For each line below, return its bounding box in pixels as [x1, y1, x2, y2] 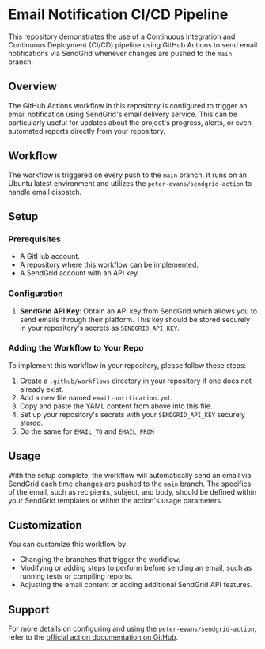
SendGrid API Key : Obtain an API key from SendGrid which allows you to [19, 306, 258, 316]
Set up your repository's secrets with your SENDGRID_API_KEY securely [19, 409, 245, 419]
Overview [8, 80, 58, 93]
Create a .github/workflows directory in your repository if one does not [19, 376, 252, 385]
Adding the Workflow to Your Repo [8, 343, 144, 354]
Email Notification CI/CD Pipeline [8, 6, 229, 24]
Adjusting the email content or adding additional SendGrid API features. [19, 580, 253, 590]
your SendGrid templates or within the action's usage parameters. [8, 495, 223, 505]
